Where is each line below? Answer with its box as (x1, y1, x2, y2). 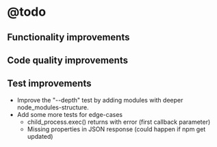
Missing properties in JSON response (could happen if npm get (27, 124, 206, 133)
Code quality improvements (7, 54, 129, 66)
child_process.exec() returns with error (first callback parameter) (27, 118, 211, 126)
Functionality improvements (7, 31, 130, 43)
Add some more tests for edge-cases (16, 110, 123, 118)
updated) (27, 132, 53, 140)
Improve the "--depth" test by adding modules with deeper (16, 96, 183, 104)
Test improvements (7, 78, 92, 90)
